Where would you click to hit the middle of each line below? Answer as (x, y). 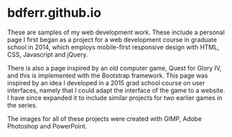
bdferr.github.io (54, 13)
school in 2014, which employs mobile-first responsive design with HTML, (113, 47)
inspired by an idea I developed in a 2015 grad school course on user (106, 82)
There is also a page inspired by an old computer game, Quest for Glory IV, (114, 68)
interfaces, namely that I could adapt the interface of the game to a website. (116, 90)
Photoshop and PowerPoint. (47, 126)
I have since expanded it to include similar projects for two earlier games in (115, 98)
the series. (22, 105)
